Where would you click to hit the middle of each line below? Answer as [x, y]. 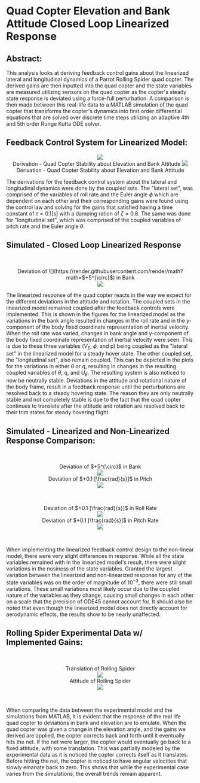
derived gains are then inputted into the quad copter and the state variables [99, 86]
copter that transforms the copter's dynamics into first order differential [94, 111]
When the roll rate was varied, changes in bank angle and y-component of [98, 333]
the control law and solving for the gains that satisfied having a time [90, 207]
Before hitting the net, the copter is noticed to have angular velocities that [96, 761]
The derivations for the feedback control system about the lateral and [92, 181]
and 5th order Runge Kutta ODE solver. [54, 124]
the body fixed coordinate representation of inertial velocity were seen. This [99, 339]
